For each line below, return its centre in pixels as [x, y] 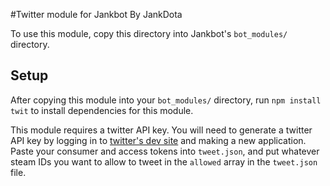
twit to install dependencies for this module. [102, 110]
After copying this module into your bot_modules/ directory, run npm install [166, 100]
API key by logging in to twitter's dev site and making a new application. [158, 140]
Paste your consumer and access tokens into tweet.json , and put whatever [165, 151]
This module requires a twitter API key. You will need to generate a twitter [161, 130]
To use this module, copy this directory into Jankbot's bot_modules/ [149, 33]
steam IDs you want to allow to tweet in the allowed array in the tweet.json [164, 161]
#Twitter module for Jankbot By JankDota [96, 14]
